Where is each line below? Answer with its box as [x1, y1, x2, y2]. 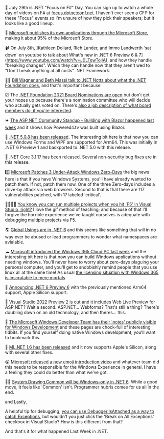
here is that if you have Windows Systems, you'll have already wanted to [5, 176, 151, 182]
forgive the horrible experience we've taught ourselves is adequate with [5, 212, 150, 217]
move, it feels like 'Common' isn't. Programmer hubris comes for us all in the [5, 384, 159, 390]
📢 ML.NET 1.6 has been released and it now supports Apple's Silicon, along [5, 344, 157, 350]
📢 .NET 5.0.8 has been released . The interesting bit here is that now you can [5, 134, 159, 140]
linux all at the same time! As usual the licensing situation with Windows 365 [5, 269, 159, 275]
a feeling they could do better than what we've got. [5, 369, 108, 375]
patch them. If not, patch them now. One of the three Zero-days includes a [5, 181, 155, 187]
